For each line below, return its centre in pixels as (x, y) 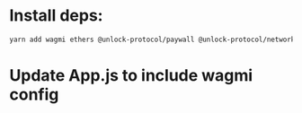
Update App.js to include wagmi (131, 75)
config (34, 94)
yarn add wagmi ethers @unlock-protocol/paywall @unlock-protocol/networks (154, 39)
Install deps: (56, 16)
